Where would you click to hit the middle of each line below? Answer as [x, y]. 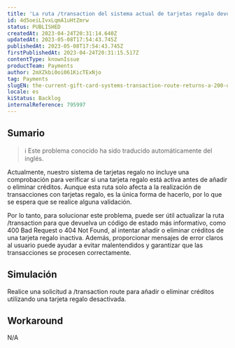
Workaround [35, 320]
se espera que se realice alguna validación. [70, 202]
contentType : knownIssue [43, 60]
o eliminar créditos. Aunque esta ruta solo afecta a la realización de [104, 187]
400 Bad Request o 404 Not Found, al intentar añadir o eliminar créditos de [115, 230]
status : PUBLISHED [34, 27]
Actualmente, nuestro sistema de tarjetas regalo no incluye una [98, 172]
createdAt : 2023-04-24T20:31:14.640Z [62, 33]
